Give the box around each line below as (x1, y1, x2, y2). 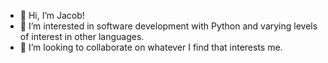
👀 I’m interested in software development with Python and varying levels (19, 20, 318, 32)
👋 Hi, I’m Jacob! (19, 10, 85, 21)
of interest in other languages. (19, 31, 145, 42)
